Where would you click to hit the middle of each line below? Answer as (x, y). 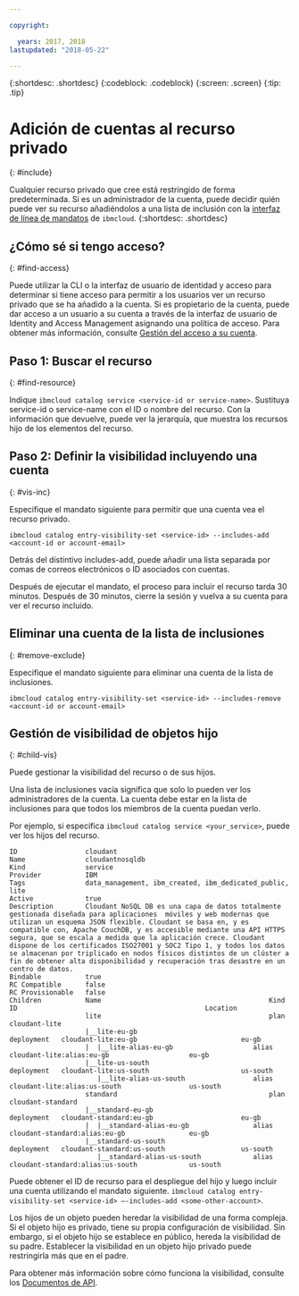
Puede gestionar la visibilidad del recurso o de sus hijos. (113, 772)
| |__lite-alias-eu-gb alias (179, 1047)
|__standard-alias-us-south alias (185, 1157)
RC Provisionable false (57, 993)
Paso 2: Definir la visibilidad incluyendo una (133, 457)
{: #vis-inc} (30, 492)
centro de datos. (42, 970)
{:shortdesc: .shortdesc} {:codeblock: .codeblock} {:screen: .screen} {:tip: (145, 83)
